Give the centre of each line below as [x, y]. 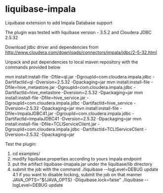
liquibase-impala [41, 9]
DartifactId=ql [19, 82]
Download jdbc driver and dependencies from [52, 47]
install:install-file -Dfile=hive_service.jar [45, 98]
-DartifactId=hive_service [107, 103]
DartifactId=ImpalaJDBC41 [32, 118]
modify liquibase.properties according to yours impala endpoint [77, 158]
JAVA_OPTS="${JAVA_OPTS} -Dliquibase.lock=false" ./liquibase [78, 180]
